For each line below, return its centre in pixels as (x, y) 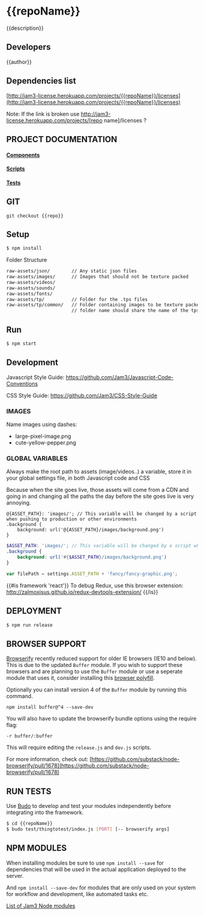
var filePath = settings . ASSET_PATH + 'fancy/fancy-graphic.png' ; (92, 574)
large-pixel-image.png (43, 437)
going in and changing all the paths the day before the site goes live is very (100, 496)
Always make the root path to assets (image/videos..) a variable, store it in (99, 472)
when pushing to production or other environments (72, 519)
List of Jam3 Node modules (41, 906)
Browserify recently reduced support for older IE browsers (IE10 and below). (102, 658)
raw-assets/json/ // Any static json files (72, 271)
